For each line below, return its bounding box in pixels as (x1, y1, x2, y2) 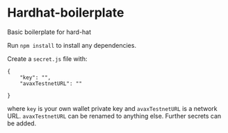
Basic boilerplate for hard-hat (7, 28, 92, 36)
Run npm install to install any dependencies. (7, 41, 137, 49)
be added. (7, 119, 37, 127)
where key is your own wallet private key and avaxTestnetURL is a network (7, 104, 218, 112)
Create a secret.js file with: (7, 54, 88, 63)
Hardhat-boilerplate (7, 5, 124, 21)
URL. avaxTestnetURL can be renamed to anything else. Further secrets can (7, 112, 222, 120)
